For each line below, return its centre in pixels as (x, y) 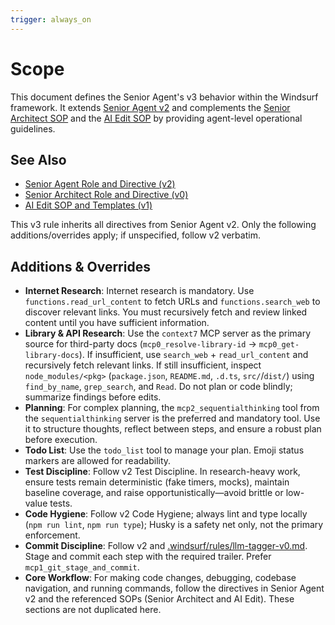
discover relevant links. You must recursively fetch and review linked (166, 312)
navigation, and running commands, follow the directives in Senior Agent (174, 588)
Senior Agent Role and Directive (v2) (100, 184)
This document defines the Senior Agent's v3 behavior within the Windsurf (164, 97)
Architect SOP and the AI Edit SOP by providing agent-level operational (156, 118)
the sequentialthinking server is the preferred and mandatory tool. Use (172, 418)
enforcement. (52, 535)
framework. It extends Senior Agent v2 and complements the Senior (150, 107)
